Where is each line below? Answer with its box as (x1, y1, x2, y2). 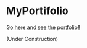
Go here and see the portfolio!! (6, 24, 81, 31)
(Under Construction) (6, 35, 58, 42)
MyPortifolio (6, 4, 69, 18)
